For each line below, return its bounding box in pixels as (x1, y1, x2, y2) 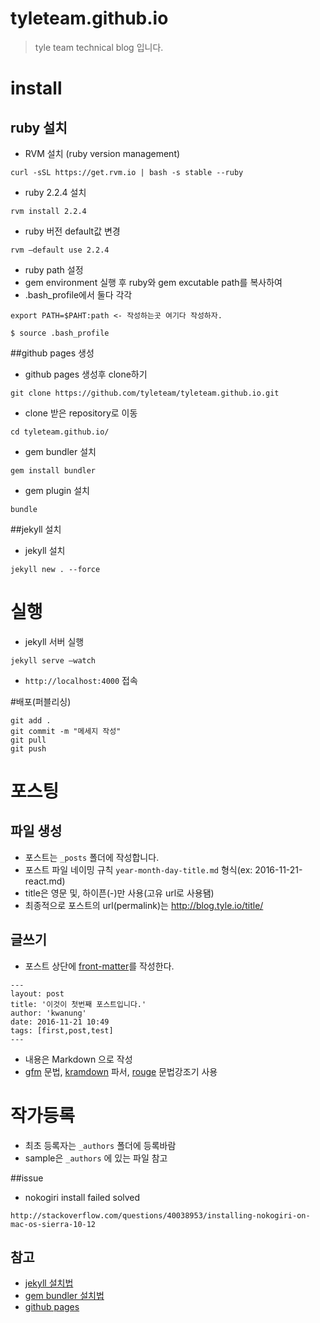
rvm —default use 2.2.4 (10, 245, 110, 255)
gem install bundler (10, 465, 97, 476)
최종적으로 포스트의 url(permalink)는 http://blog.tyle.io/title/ (24, 899, 264, 911)
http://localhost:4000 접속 (24, 674, 138, 686)
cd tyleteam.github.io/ (10, 427, 110, 437)
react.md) (24, 875, 66, 887)
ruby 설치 (10, 119, 68, 136)
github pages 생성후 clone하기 (24, 368, 148, 380)
